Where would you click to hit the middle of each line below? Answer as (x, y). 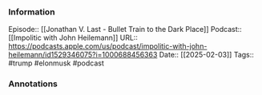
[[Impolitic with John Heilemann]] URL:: (73, 38)
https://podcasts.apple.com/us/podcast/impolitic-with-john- (108, 46)
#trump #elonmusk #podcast (56, 63)
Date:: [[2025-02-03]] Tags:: (207, 55)
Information (32, 12)
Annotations (33, 84)
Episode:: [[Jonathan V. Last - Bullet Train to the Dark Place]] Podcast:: (125, 30)
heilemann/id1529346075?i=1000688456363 (83, 55)
